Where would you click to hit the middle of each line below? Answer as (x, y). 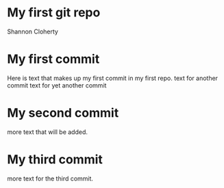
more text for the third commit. (50, 178)
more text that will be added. (47, 132)
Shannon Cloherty (33, 31)
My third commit (55, 159)
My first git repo (54, 13)
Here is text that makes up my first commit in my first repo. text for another (112, 78)
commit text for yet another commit (57, 85)
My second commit (63, 113)
